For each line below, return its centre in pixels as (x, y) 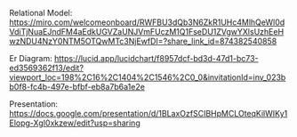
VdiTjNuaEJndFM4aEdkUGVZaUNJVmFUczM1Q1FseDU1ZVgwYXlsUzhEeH (147, 32)
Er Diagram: (31, 58)
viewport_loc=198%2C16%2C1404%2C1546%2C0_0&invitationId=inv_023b (148, 77)
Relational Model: (41, 13)
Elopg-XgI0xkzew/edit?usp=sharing (75, 123)
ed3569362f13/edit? (47, 68)
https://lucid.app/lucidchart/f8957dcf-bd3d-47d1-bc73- (157, 58)
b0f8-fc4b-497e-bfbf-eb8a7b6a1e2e (77, 87)
